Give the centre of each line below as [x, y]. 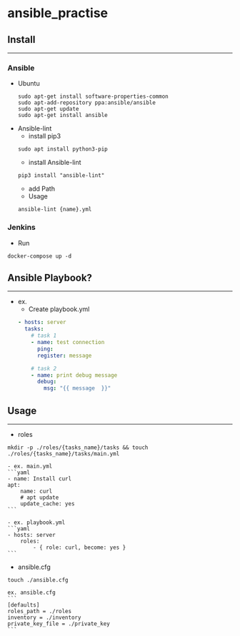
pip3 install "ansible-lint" [61, 176]
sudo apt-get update [48, 109]
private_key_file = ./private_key [59, 624]
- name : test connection [68, 343]
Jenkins [21, 228]
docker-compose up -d [40, 256]
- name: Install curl [40, 479]
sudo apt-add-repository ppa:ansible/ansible [86, 103]
